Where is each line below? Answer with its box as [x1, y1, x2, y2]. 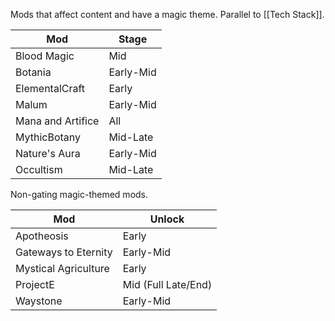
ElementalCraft [15, 82, 86, 95]
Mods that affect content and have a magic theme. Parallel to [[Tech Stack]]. [10, 9, 325, 20]
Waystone [15, 294, 63, 308]
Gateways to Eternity [15, 245, 113, 259]
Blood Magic [15, 49, 75, 63]
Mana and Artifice [15, 114, 100, 128]
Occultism [15, 163, 63, 176]
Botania [15, 65, 52, 79]
